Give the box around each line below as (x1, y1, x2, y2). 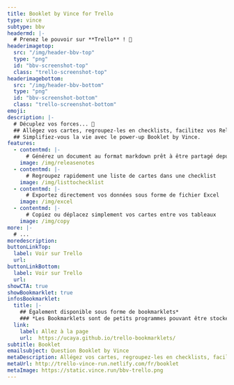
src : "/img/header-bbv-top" (13, 50, 95, 56)
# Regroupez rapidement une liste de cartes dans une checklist (25, 172, 217, 179)
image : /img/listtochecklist (19, 179, 104, 186)
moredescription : (7, 237, 58, 244)
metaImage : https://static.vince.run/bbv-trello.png (7, 367, 164, 374)
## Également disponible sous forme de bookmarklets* (19, 308, 179, 316)
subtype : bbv (7, 23, 45, 30)
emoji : (7, 107, 26, 114)
